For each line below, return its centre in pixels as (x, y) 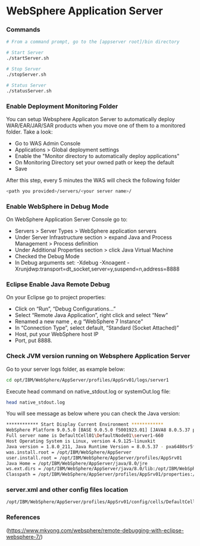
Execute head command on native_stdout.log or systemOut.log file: (88, 391)
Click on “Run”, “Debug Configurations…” (65, 309)
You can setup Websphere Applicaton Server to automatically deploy (90, 119)
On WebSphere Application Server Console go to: (67, 219)
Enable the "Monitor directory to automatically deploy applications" (97, 156)
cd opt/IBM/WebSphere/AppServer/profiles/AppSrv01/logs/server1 (87, 380)
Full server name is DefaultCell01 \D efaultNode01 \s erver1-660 (85, 436)
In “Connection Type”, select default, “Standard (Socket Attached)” (97, 328)
